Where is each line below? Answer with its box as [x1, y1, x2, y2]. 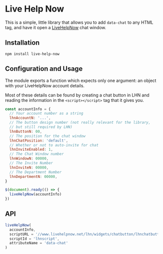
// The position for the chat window [9, 133, 86, 139]
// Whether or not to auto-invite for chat [9, 143, 98, 147]
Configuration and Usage [5, 64, 83, 73]
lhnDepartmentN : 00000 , [9, 174, 57, 179]
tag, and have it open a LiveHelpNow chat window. [5, 24, 107, 30]
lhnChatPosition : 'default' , [9, 138, 68, 143]
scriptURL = [9, 232, 34, 237]
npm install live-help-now [5, 51, 60, 56]
